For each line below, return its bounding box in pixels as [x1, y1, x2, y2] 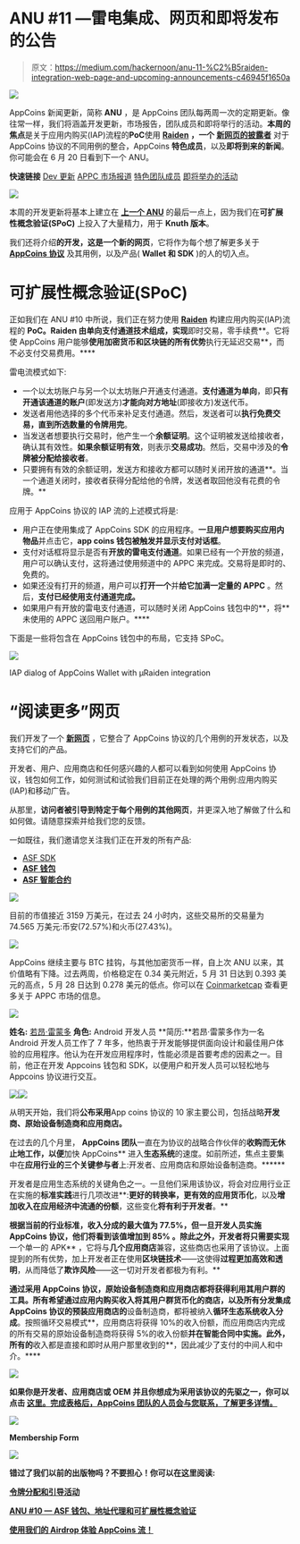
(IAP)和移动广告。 [9, 785, 75, 796]
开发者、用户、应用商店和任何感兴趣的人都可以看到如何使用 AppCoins [9, 762, 267, 774]
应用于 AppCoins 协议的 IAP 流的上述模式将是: [9, 505, 179, 515]
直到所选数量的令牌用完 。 [37, 419, 132, 429]
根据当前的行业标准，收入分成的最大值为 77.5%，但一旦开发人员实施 [9, 1219, 262, 1230]
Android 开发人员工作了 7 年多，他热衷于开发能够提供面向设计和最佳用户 [9, 1037, 277, 1048]
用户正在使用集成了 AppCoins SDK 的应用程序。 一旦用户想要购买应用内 [21, 524, 285, 535]
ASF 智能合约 [21, 874, 71, 885]
